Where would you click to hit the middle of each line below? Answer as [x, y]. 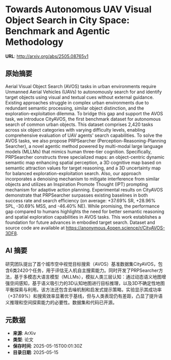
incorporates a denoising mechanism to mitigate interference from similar [82, 179]
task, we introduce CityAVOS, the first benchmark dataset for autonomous [83, 119]
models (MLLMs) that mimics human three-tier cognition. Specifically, [79, 152]
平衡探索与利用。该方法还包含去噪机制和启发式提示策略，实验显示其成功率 [83, 289]
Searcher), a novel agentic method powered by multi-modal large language [84, 146]
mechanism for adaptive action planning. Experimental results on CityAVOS [84, 189]
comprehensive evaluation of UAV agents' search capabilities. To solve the [84, 135]
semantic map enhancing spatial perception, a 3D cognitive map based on [83, 162]
